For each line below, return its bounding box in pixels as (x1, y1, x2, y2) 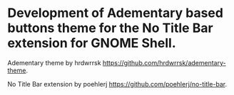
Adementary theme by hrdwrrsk (7, 58, 101, 67)
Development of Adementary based (7, 5, 223, 21)
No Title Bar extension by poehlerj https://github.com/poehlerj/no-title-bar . (7, 79, 228, 88)
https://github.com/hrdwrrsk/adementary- (102, 58, 226, 67)
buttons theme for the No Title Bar (7, 20, 213, 36)
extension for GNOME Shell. (7, 35, 176, 51)
